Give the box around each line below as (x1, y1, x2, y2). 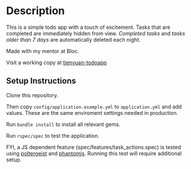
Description (6, 4, 65, 18)
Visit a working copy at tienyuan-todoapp (6, 59, 107, 66)
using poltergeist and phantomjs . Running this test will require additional (6, 150, 182, 157)
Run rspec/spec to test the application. (6, 132, 99, 139)
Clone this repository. (6, 91, 59, 98)
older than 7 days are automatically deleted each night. (6, 36, 141, 43)
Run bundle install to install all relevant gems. (6, 121, 121, 128)
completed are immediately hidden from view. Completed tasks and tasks (6, 29, 185, 37)
